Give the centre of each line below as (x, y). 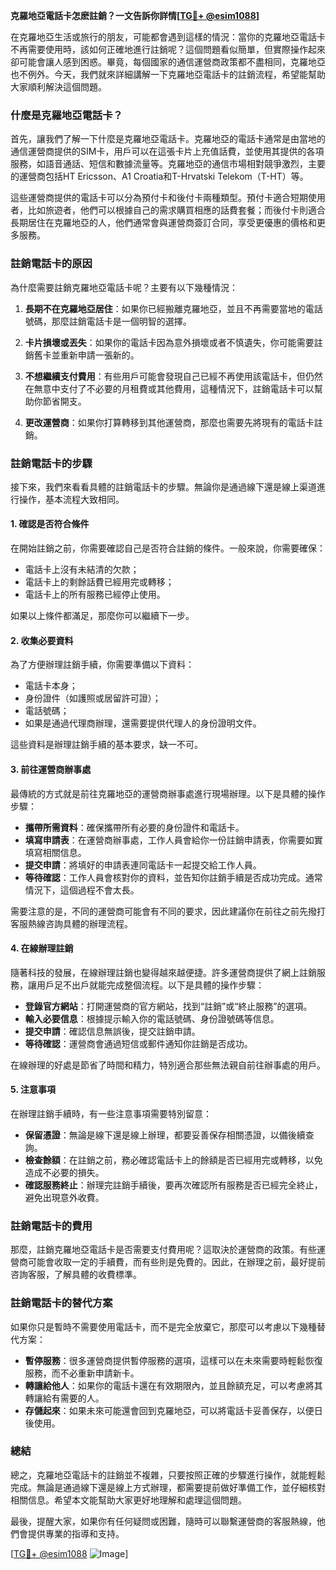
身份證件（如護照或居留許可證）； (93, 698)
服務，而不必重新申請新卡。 (82, 1373)
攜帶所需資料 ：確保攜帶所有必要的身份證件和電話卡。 (134, 827)
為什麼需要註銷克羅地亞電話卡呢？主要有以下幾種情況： (124, 287)
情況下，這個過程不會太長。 (82, 890)
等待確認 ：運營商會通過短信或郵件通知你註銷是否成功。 (138, 1043)
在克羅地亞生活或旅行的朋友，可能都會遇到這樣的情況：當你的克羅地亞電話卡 (168, 37)
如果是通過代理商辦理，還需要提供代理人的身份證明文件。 (143, 723)
